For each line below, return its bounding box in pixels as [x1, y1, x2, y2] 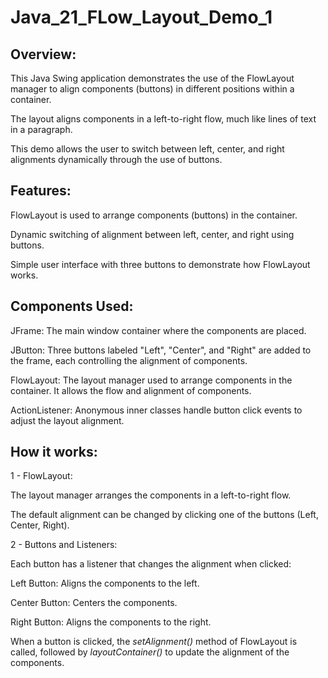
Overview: [10, 46, 77, 63]
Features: [10, 182, 72, 200]
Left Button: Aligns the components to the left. [10, 577, 200, 590]
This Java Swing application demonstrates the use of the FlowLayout [10, 72, 295, 84]
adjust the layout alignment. [10, 414, 125, 426]
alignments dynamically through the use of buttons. [10, 154, 223, 165]
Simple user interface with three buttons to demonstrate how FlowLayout [10, 258, 311, 270]
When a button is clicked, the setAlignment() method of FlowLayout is [10, 636, 298, 648]
